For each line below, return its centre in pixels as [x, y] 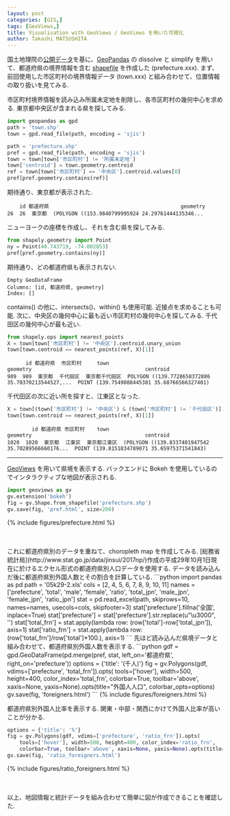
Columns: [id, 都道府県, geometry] [56, 287]
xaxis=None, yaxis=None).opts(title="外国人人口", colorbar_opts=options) [111, 686]
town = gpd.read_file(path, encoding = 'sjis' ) [76, 134]
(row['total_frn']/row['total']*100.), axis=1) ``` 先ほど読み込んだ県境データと [113, 638]
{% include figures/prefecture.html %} [61, 523]
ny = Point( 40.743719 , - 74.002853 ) [58, 247]
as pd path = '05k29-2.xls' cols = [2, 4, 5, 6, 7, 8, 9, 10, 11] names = [101, 584]
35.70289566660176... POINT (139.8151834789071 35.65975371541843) [107, 448]
